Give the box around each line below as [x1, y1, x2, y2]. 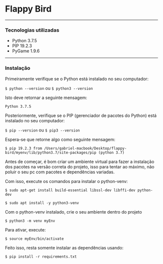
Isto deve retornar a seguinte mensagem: [5, 95, 87, 100]
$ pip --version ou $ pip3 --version [5, 127, 80, 133]
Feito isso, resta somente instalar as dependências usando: [5, 245, 124, 250]
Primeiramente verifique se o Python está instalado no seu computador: [5, 76, 149, 82]
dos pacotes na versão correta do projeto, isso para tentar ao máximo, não [5, 164, 154, 169]
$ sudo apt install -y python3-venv [5, 200, 79, 205]
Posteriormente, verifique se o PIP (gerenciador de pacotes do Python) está [5, 113, 157, 118]
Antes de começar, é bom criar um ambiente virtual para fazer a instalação [5, 159, 154, 165]
